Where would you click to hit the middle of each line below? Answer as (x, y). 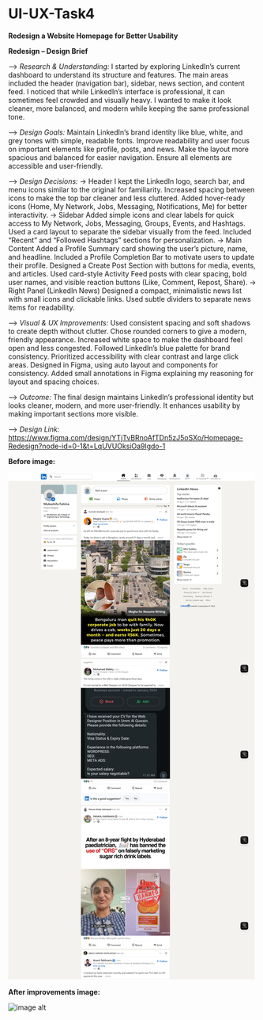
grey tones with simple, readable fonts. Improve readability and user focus (129, 140)
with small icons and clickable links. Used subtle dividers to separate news (130, 299)
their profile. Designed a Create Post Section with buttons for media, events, (132, 265)
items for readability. (41, 307)
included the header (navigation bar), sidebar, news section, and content (126, 83)
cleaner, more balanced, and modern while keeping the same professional (129, 108)
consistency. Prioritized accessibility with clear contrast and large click (124, 356)
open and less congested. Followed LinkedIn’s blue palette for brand (119, 348)
